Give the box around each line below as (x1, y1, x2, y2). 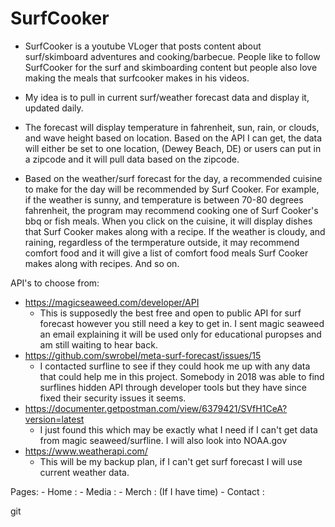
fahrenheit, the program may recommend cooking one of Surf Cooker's (24, 204, 319, 216)
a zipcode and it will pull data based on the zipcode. (24, 153, 240, 165)
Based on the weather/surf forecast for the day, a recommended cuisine (24, 172, 323, 184)
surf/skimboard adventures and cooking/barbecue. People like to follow (24, 50, 321, 62)
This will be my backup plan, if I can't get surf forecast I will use (39, 455, 303, 467)
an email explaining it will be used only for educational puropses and (39, 328, 322, 340)
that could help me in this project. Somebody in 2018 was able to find (39, 370, 325, 382)
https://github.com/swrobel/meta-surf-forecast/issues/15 (24, 349, 262, 361)
